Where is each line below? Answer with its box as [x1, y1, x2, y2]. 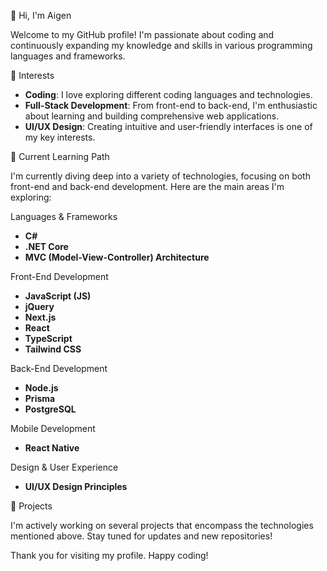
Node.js [24, 382, 59, 394]
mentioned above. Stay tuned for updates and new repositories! [10, 530, 273, 542]
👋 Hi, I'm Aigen [10, 10, 72, 21]
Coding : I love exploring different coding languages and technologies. [24, 89, 313, 100]
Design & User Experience [10, 461, 119, 473]
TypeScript [24, 333, 73, 344]
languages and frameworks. [10, 50, 126, 62]
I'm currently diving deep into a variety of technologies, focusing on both [10, 170, 311, 182]
